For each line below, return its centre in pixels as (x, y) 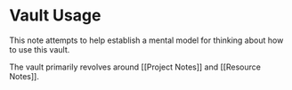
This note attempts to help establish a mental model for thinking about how (146, 40)
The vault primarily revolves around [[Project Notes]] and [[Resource (135, 67)
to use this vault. (40, 49)
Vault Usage (55, 16)
